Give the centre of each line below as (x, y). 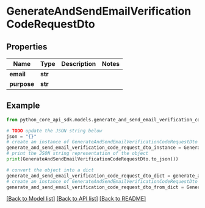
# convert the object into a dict (50, 170)
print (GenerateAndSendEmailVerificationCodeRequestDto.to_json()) (92, 159)
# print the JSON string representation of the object (77, 154)
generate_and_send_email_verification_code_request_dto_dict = (88, 176)
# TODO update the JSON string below (54, 131)
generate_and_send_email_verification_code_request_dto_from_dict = (95, 187)
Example (23, 106)
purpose (22, 84)
